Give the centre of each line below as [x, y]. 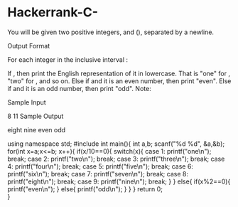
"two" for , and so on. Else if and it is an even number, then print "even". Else [119, 81]
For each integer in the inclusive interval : [68, 59]
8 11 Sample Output [36, 116]
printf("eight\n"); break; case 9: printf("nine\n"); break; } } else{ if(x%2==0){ [119, 181]
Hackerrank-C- [53, 12]
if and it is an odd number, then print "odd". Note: [79, 88]
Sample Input [27, 102]
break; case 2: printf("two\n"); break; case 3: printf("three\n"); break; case [116, 159]
